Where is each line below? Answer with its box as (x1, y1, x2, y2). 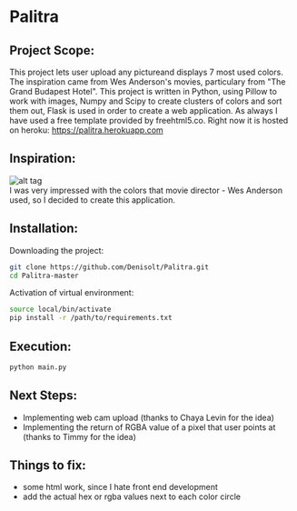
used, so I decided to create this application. (9, 194, 175, 205)
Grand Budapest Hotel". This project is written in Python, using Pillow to (9, 86, 277, 96)
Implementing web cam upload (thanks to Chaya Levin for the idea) (22, 412, 275, 423)
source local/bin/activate (9, 305, 112, 315)
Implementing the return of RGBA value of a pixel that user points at (22, 421, 276, 433)
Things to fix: (9, 457, 86, 474)
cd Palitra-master (9, 271, 79, 280)
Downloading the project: (9, 245, 104, 255)
